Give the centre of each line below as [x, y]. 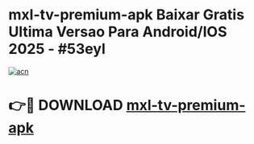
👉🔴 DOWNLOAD [66, 105]
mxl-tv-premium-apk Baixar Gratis [126, 15]
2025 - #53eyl [57, 49]
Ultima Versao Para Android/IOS [118, 32]
